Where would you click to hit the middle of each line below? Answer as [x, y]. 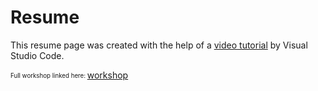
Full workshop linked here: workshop [69, 75]
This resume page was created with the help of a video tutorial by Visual [159, 45]
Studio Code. [37, 55]
